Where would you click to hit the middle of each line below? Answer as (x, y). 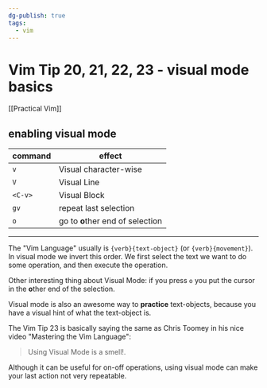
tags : (17, 23)
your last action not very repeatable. (68, 376)
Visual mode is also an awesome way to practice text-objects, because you (132, 305)
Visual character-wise (101, 169)
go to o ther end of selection (110, 221)
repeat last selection (97, 208)
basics (31, 86)
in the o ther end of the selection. (62, 289)
